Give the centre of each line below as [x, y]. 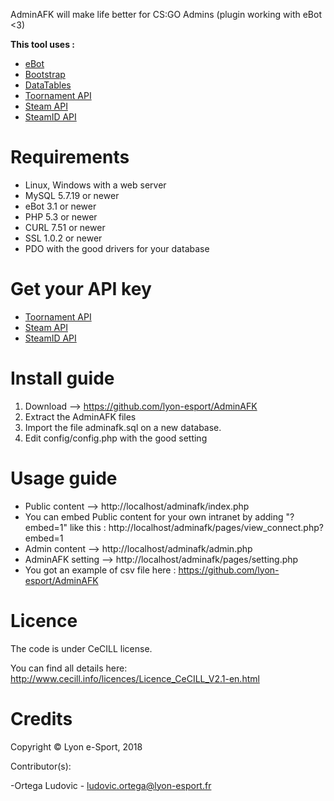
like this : [88, 527]
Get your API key [81, 289]
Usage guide [64, 478]
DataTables [48, 85]
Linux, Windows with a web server [95, 185]
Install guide [62, 378]
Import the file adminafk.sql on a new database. [123, 427]
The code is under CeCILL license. [81, 648]
